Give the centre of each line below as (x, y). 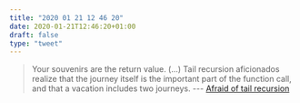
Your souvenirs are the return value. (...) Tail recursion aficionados (155, 69)
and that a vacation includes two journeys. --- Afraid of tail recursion (160, 88)
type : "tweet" (36, 43)
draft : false (34, 35)
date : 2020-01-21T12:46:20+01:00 (73, 26)
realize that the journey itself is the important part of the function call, (162, 79)
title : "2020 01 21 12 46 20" (67, 18)
